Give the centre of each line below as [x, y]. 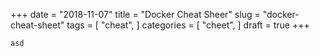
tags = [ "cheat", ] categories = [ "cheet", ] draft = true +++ [188, 25]
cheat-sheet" [37, 25]
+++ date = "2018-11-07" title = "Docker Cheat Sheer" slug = [135, 14]
